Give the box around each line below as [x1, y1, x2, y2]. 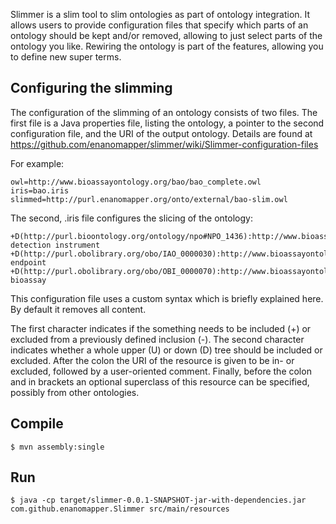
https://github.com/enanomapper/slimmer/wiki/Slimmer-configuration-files [10, 138, 319, 150]
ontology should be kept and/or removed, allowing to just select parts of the [10, 30, 323, 41]
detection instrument [10, 240, 101, 250]
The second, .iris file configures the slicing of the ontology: [10, 212, 253, 224]
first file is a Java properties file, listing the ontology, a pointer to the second [10, 117, 325, 129]
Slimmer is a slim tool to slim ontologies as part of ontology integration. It [10, 9, 311, 20]
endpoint [10, 257, 47, 268]
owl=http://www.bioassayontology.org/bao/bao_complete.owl [10, 177, 262, 187]
